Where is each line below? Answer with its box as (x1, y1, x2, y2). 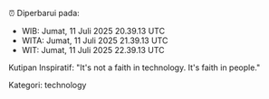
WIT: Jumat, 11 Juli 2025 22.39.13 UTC (21, 45, 165, 55)
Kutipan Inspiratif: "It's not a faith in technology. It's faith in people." (8, 62, 261, 73)
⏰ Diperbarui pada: (8, 8, 81, 18)
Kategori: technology (8, 80, 87, 90)
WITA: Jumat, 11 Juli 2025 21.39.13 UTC (21, 35, 168, 46)
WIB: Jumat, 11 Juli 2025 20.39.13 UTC (21, 26, 165, 36)
